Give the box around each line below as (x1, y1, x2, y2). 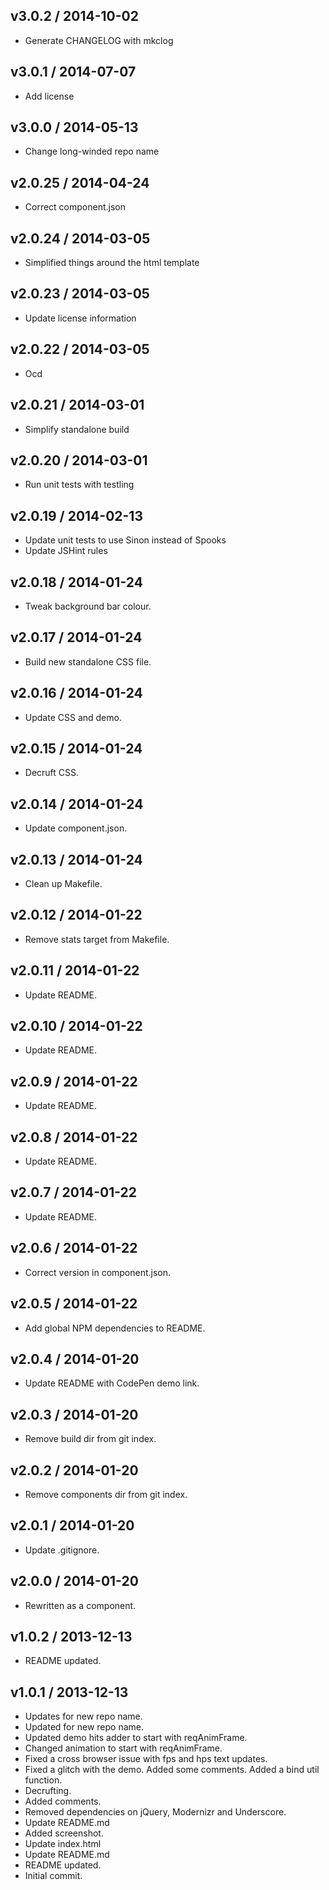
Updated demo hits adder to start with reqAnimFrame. (24, 1732, 248, 1744)
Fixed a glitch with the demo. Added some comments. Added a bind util (24, 1764, 320, 1776)
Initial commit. (24, 1870, 83, 1882)
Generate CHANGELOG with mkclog (24, 34, 174, 46)
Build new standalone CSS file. (24, 655, 152, 668)
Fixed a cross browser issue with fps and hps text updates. (24, 1753, 268, 1765)
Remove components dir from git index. (24, 1488, 188, 1500)
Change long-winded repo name (24, 145, 160, 158)
